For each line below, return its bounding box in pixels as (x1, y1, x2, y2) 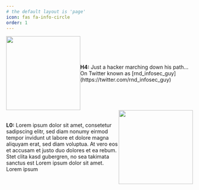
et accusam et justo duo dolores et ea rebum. (6, 147, 117, 154)
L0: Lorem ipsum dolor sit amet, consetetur (6, 122, 112, 129)
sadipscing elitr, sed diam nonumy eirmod (6, 128, 108, 135)
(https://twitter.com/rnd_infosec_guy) (80, 76, 172, 83)
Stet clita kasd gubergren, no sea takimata (6, 153, 110, 160)
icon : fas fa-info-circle (6, 14, 70, 20)
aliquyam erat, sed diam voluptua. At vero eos (6, 140, 118, 148)
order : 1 (6, 20, 28, 25)
